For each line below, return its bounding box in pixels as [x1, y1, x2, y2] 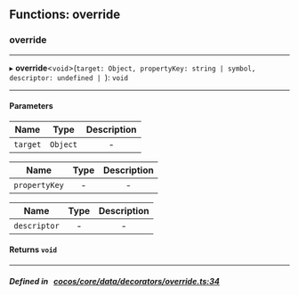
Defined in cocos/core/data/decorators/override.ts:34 [9, 275, 220, 286]
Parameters [9, 101, 53, 111]
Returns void [9, 244, 58, 255]
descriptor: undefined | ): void [9, 71, 129, 83]
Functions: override [9, 7, 121, 22]
